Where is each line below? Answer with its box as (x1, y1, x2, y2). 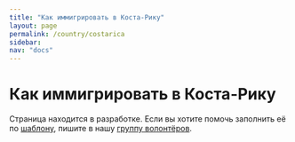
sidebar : (9, 37, 42, 47)
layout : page (9, 21, 58, 30)
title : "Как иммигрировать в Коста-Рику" (9, 12, 165, 22)
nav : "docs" (9, 46, 53, 55)
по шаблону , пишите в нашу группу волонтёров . (9, 123, 193, 134)
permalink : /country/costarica (9, 29, 125, 38)
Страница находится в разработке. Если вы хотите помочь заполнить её (9, 114, 286, 124)
